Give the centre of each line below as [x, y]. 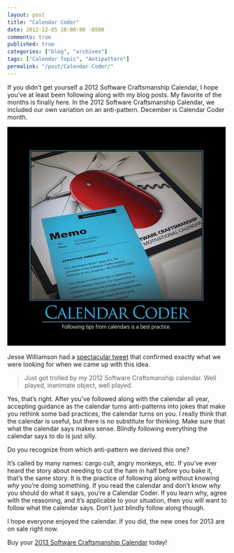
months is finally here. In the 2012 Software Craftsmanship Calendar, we [111, 102]
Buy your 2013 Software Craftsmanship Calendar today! [87, 542]
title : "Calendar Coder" [43, 22]
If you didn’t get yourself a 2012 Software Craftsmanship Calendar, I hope [113, 87]
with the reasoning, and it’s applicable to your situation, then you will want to [117, 500]
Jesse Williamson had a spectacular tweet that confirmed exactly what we [114, 356]
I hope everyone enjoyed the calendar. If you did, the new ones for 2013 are [116, 521]
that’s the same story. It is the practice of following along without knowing [114, 478]
